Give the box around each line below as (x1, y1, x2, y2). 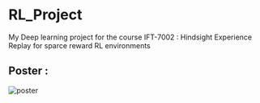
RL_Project (8, 6, 83, 24)
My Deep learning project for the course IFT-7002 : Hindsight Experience (8, 32, 253, 42)
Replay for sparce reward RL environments (8, 40, 151, 50)
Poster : (8, 64, 49, 78)
